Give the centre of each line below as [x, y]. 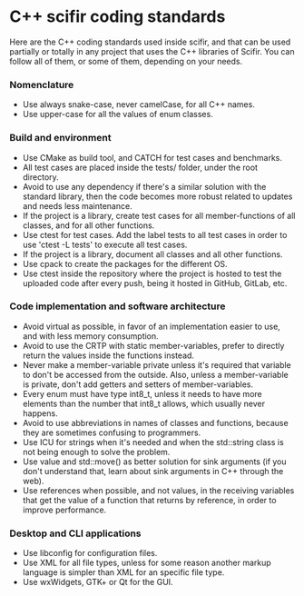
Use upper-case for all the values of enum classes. [118, 114]
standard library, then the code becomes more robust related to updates [157, 196]
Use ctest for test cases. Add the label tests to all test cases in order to [155, 234]
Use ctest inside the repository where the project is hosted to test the [152, 273]
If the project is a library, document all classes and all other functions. [152, 254]
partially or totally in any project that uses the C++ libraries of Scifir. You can [152, 51]
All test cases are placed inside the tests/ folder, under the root [140, 167]
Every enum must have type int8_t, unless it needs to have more [142, 393]
